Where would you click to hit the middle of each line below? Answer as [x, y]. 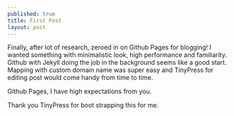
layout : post [27, 27]
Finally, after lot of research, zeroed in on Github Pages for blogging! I [110, 48]
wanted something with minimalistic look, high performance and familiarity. [117, 55]
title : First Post [34, 21]
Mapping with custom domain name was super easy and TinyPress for [111, 70]
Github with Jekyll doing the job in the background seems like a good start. [117, 63]
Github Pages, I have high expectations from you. [80, 91]
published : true [31, 14]
